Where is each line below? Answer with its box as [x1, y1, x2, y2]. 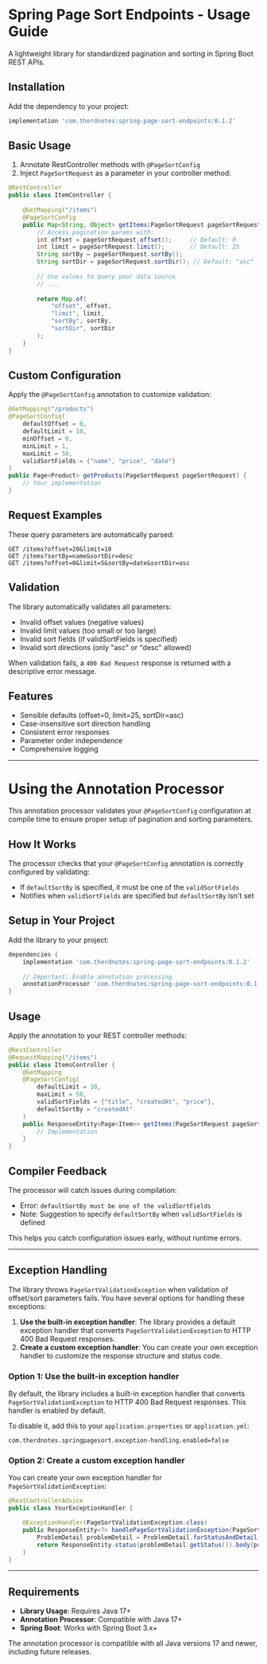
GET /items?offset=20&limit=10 [8, 545, 112, 553]
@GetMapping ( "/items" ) [22, 206, 98, 214]
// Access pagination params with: [37, 228, 155, 236]
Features [8, 689, 53, 703]
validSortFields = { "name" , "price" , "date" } [22, 457, 176, 465]
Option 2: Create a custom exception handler [8, 1455, 185, 1466]
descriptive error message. [8, 666, 97, 676]
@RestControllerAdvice [8, 1497, 83, 1505]
